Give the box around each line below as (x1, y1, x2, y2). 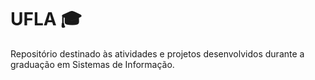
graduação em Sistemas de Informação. (10, 58, 175, 70)
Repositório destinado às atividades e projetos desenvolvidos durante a (10, 47, 305, 60)
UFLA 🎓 (10, 8, 82, 31)
